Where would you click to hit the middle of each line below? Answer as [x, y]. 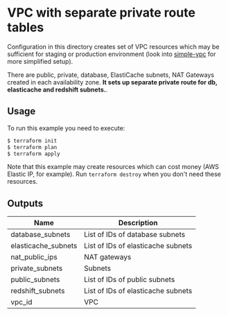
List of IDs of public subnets [130, 280]
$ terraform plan [32, 147]
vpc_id [21, 302]
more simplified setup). [40, 61]
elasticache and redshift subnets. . [58, 89]
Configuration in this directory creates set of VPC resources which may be [113, 46]
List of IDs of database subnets [135, 235]
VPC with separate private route [102, 13]
